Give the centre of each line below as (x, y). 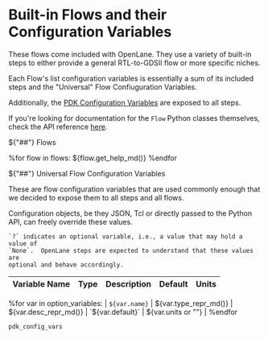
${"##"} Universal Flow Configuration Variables (87, 173)
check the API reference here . (58, 126)
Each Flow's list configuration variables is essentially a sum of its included (131, 78)
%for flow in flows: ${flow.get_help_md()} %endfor (93, 158)
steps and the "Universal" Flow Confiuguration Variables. (103, 87)
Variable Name (41, 283)
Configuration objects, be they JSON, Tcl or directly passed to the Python (130, 213)
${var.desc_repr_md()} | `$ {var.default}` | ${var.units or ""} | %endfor (123, 312)
